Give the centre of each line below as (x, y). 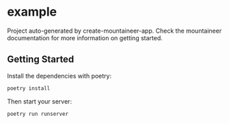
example (32, 12)
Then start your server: (40, 101)
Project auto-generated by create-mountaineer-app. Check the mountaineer (114, 31)
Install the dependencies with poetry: (59, 76)
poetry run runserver (38, 114)
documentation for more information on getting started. (85, 37)
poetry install (29, 88)
